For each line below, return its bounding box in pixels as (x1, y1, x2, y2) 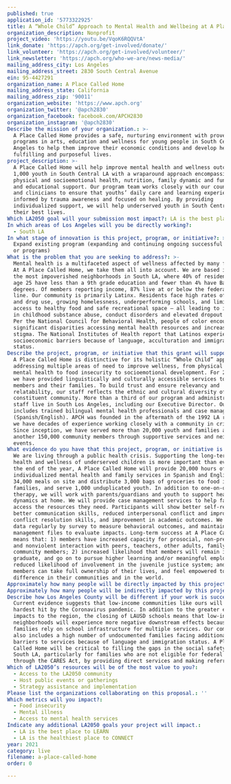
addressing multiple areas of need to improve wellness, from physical (13, 363, 223, 370)
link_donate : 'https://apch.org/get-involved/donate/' (7, 42, 168, 49)
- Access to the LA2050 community (13, 670, 112, 677)
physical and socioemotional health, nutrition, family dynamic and (13, 177, 214, 183)
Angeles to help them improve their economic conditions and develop (13, 145, 217, 152)
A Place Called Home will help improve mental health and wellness (13, 163, 211, 171)
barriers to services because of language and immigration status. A (13, 639, 217, 645)
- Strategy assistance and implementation (13, 683, 137, 690)
